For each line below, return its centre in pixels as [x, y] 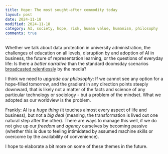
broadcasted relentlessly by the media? [46, 69]
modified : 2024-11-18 [28, 24]
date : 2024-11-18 [23, 19]
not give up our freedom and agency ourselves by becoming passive [76, 126]
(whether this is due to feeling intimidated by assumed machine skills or [79, 131]
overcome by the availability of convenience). [52, 137]
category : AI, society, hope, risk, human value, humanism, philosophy [81, 29]
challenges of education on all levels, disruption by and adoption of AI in [80, 53]
